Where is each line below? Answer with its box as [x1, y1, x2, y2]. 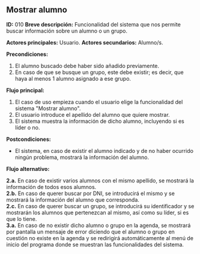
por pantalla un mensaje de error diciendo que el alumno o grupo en [6, 228, 175, 235]
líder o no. [14, 123, 40, 131]
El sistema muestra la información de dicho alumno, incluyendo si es [14, 117, 184, 125]
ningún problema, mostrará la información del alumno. [14, 153, 150, 161]
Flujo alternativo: [6, 165, 50, 172]
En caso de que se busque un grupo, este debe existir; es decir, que [14, 69, 184, 76]
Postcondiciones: [6, 135, 51, 143]
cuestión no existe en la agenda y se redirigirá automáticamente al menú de [6, 234, 194, 241]
